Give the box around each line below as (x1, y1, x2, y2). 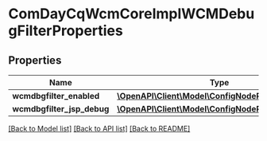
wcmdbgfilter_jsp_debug (12, 104, 110, 114)
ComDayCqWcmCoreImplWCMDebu (8, 5, 255, 23)
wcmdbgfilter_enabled (12, 91, 100, 101)
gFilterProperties (8, 22, 123, 40)
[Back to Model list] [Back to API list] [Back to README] (8, 124, 191, 133)
